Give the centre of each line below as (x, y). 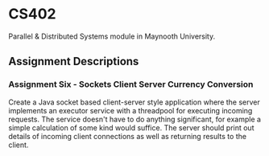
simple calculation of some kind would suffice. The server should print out (131, 127)
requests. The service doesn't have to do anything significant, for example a (135, 119)
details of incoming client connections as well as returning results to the (128, 136)
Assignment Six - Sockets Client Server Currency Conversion (131, 84)
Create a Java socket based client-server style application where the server (134, 102)
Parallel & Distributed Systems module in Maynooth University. (112, 36)
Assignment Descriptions (74, 62)
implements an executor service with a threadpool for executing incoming (130, 110)
